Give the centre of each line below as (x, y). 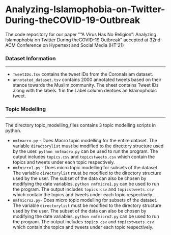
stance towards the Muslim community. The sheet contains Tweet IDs (85, 85)
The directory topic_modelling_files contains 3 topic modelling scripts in (81, 125)
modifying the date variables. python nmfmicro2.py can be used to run (86, 216)
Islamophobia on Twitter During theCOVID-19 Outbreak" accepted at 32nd (83, 40)
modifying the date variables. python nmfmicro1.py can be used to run (86, 184)
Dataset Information (31, 58)
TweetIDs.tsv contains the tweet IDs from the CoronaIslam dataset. (83, 74)
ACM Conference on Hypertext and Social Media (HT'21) (65, 45)
